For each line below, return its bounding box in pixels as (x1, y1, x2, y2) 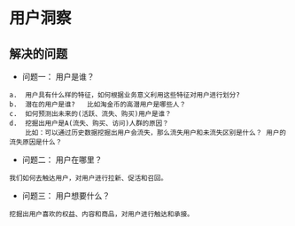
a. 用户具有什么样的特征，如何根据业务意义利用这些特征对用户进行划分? (9, 90, 241, 99)
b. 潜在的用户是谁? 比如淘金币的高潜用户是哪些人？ (9, 100, 186, 109)
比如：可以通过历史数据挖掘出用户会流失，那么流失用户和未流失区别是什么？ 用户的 (25, 129, 286, 137)
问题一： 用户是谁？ (21, 72, 95, 82)
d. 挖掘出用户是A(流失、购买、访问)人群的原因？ (9, 119, 169, 128)
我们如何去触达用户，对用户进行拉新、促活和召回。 (9, 174, 168, 183)
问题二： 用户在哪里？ (21, 154, 103, 165)
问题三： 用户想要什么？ (21, 191, 111, 200)
